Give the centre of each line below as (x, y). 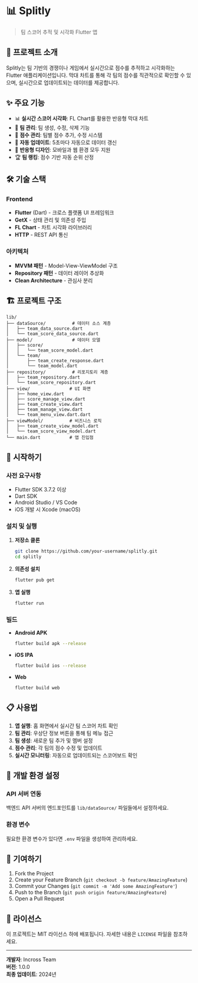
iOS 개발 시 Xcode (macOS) (47, 510)
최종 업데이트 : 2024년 (32, 974)
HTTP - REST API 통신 (41, 235)
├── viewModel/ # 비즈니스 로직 (54, 421)
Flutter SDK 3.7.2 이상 (40, 490)
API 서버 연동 (24, 793)
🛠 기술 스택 (26, 179)
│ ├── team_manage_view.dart (44, 410)
